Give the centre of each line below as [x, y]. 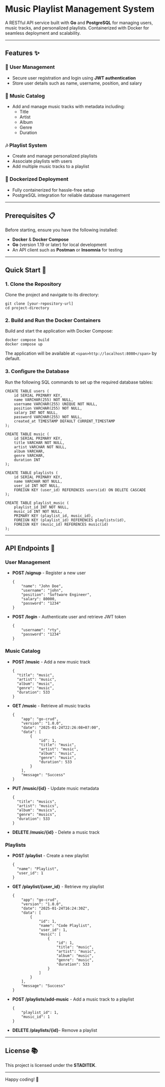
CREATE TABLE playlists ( [31, 473]
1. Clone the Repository [33, 284]
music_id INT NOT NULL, [38, 511]
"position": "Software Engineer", [56, 595]
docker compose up [24, 344]
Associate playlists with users [42, 161]
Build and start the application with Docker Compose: [59, 331]
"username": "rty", [41, 630]
